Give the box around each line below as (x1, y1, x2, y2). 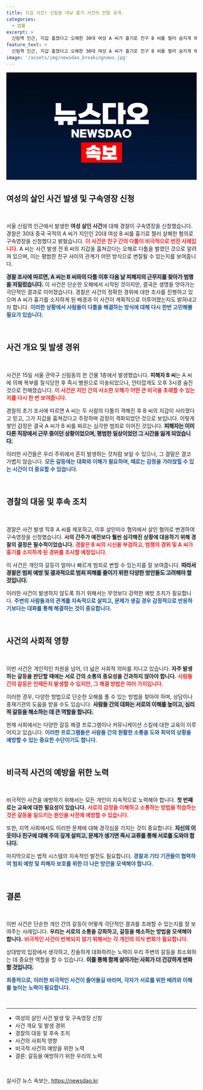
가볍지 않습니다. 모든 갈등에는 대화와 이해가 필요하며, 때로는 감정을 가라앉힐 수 (6, 458, 188, 465)
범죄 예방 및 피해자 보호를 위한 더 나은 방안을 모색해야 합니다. (12, 860, 153, 867)
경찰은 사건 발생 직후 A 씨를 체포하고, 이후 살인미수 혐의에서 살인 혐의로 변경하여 (6, 526, 195, 533)
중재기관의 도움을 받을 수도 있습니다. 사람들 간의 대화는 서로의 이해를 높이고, (6, 700, 184, 708)
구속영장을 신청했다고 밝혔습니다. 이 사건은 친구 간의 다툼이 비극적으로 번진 (6, 237, 181, 245)
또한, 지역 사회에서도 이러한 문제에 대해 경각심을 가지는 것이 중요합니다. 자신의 (6, 824, 190, 831)
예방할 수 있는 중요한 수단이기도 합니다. (6, 736, 98, 743)
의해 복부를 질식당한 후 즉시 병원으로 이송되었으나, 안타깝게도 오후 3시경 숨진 (12, 379, 193, 386)
